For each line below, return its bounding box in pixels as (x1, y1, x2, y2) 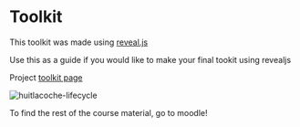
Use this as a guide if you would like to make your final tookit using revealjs (9, 54, 292, 65)
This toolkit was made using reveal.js (9, 37, 149, 48)
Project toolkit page (9, 71, 83, 83)
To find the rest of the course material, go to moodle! (9, 107, 208, 118)
